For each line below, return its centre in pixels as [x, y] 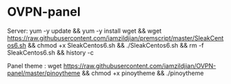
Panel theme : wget [34, 66]
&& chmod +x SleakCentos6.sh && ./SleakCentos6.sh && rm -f [115, 45]
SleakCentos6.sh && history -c [51, 53]
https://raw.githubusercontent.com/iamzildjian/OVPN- [140, 66]
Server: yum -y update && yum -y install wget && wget [84, 31]
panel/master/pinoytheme [44, 73]
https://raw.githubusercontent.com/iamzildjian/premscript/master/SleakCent [115, 38]
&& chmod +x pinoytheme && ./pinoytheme [143, 73]
